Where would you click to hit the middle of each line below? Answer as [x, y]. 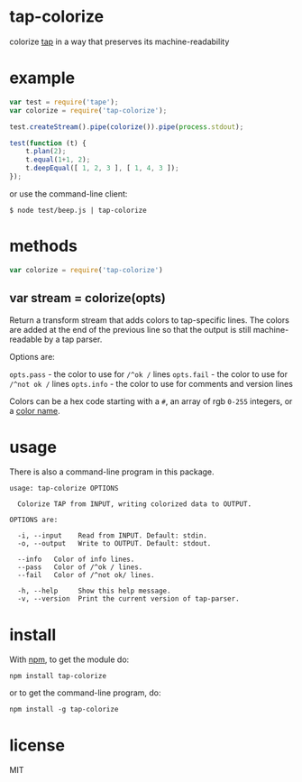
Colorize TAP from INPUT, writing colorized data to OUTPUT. [135, 504]
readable [26, 339]
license [37, 745]
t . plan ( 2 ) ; [46, 152]
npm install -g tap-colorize [64, 710]
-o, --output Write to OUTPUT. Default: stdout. [114, 544]
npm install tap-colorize [58, 676]
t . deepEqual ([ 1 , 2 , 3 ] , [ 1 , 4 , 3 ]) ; [102, 169]
